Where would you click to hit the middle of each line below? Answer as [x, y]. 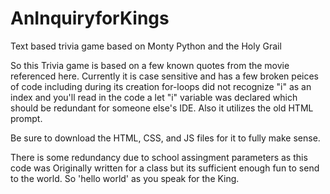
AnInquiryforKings [90, 18]
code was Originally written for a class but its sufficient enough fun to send [165, 168]
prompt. [26, 118]
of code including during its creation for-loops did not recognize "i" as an [161, 86]
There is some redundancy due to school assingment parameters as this [159, 157]
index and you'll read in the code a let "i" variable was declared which [154, 97]
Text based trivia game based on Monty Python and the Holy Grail [146, 46]
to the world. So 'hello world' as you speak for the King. [125, 178]
